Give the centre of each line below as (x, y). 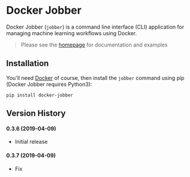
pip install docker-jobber (40, 95)
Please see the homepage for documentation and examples (94, 45)
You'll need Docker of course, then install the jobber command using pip (95, 77)
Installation (27, 63)
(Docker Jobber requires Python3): (49, 84)
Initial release (31, 142)
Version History (36, 114)
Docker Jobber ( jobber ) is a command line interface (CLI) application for (95, 27)
